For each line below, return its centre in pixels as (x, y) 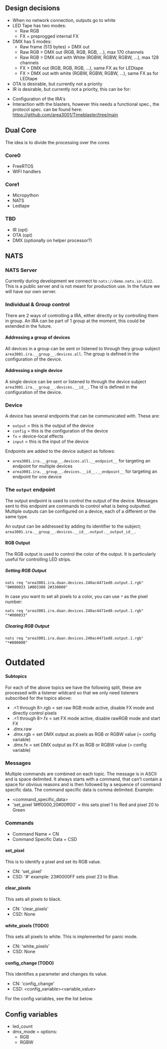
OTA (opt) (22, 235)
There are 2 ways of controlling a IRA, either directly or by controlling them (82, 315)
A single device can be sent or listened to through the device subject (76, 382)
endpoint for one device (37, 477)
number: (14, 602)
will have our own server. (31, 292)
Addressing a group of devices (38, 337)
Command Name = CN (36, 834)
